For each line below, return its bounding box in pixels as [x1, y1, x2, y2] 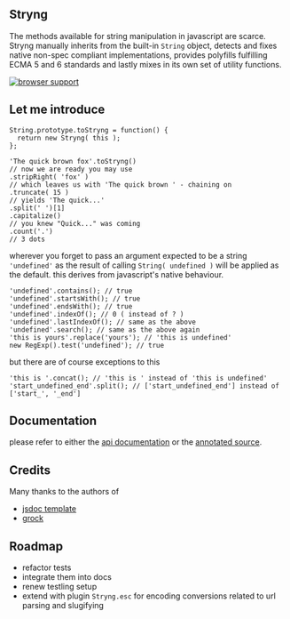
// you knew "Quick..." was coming [9, 219, 141, 228]
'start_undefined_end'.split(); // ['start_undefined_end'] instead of [9, 382, 279, 390]
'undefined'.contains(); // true [9, 286, 133, 295]
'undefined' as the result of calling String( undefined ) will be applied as [9, 260, 279, 270]
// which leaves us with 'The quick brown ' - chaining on [9, 180, 232, 189]
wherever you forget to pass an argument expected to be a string [9, 250, 247, 261]
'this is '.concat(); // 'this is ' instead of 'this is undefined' [9, 374, 268, 382]
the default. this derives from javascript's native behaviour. [9, 269, 224, 279]
